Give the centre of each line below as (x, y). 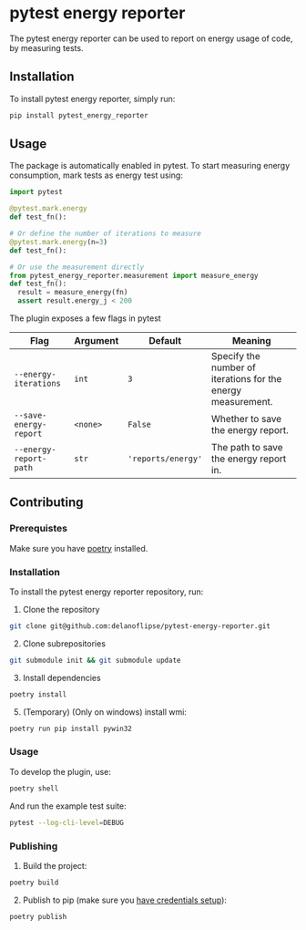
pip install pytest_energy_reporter (79, 115)
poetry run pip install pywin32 (71, 728)
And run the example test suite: (68, 806)
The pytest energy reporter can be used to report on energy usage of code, (151, 38)
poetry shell (34, 788)
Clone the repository (61, 610)
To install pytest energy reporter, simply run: (92, 98)
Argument (97, 341)
